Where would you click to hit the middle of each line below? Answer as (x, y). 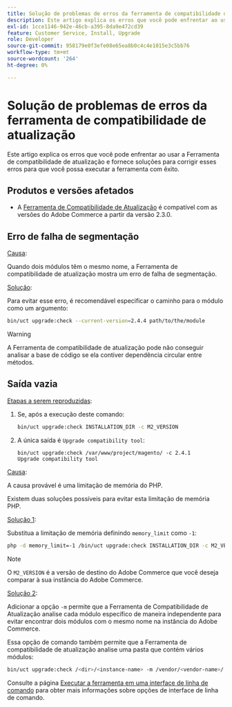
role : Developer (30, 40)
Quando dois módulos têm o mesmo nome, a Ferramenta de (93, 267)
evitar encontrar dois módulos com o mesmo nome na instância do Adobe (112, 621)
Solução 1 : (22, 519)
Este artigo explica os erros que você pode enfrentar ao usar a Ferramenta (113, 154)
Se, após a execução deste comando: (71, 414)
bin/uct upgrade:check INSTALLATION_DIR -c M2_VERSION (98, 427)
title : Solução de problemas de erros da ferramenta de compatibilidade (114, 14)
